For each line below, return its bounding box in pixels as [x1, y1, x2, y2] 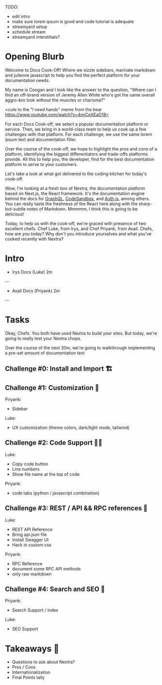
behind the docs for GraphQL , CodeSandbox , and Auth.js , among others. [5, 196, 150, 201]
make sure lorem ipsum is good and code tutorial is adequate [12, 19, 134, 24]
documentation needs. [5, 77, 50, 83]
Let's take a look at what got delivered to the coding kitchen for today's [5, 171, 147, 177]
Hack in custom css [12, 542, 52, 548]
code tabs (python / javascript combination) [12, 490, 100, 496]
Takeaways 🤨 [5, 643, 59, 654]
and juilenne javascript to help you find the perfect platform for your [5, 72, 140, 78]
